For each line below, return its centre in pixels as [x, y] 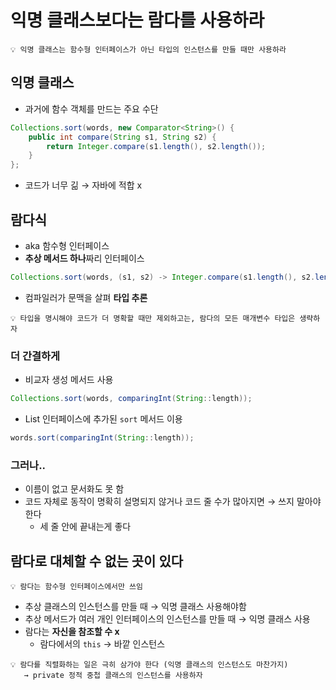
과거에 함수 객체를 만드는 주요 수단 [91, 108]
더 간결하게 [35, 356]
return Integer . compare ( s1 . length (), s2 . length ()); [156, 146]
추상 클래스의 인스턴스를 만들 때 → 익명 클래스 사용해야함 [135, 606]
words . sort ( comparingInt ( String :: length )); [102, 437]
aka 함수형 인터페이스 [67, 245]
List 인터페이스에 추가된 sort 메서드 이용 [103, 418]
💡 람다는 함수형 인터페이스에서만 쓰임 [76, 586]
